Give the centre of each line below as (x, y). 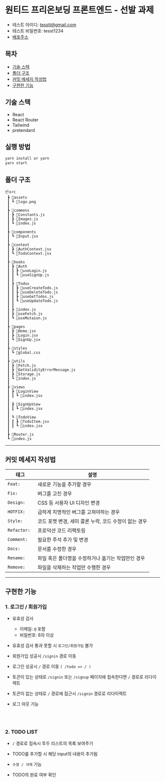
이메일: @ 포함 (32, 629)
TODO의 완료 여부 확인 (34, 775)
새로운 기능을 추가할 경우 (65, 484)
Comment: (18, 539)
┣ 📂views (16, 387)
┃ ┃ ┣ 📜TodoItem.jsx (28, 422)
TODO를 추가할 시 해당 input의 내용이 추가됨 (55, 753)
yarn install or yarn (27, 159)
